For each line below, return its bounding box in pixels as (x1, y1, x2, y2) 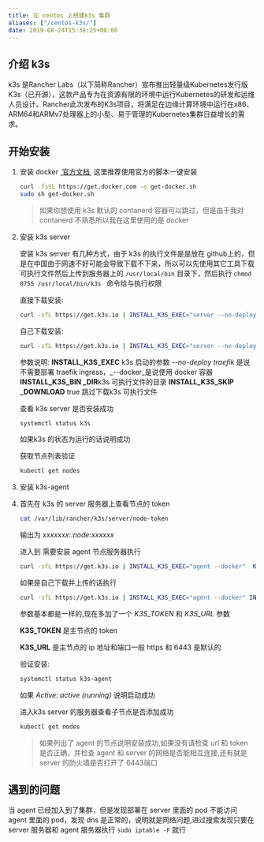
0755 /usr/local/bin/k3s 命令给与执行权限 (19, 278, 162, 288)
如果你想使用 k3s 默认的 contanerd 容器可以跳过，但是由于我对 (39, 205, 244, 215)
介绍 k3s (8, 57, 50, 71)
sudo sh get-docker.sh (19, 190, 95, 198)
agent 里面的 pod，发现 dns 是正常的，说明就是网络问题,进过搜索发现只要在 (8, 815, 255, 825)
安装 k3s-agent (19, 482, 69, 492)
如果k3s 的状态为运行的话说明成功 (19, 435, 131, 444)
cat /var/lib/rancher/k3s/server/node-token (19, 515, 169, 523)
